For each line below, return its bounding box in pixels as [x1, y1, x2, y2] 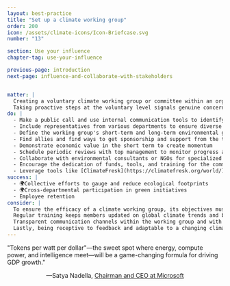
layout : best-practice [7, 10, 72, 17]
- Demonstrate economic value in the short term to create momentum [13, 142, 213, 149]
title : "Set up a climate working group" [7, 16, 127, 23]
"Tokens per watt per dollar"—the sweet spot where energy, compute [7, 244, 203, 252]
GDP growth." [7, 258, 46, 266]
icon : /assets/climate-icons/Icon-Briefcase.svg [7, 29, 149, 36]
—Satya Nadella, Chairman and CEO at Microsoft [46, 271, 184, 279]
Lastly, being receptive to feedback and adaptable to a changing [13, 225, 207, 232]
